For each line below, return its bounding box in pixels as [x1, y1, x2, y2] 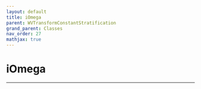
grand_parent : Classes [6, 25, 63, 32]
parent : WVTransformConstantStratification [6, 20, 117, 26]
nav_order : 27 [6, 31, 42, 37]
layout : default [6, 8, 47, 15]
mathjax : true [6, 36, 42, 42]
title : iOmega [6, 14, 42, 20]
